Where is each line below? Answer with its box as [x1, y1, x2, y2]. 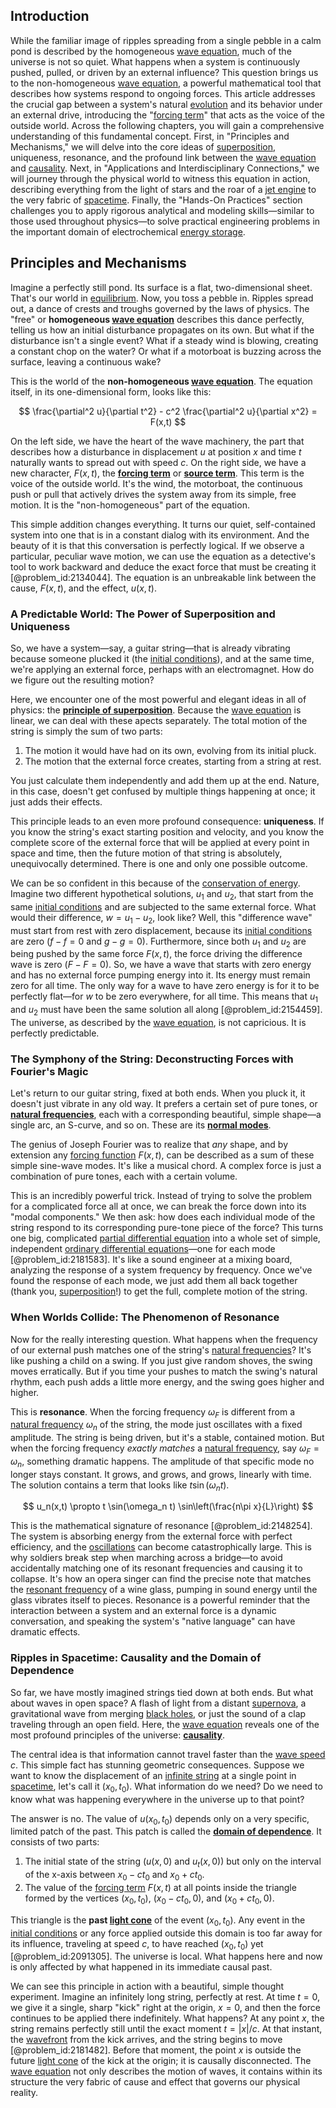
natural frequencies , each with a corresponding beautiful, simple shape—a [10, 1109, 322, 1121]
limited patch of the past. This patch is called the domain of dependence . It [10, 1825, 322, 1838]
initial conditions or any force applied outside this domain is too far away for [10, 1927, 323, 1939]
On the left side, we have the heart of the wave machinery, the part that [10, 435, 305, 447]
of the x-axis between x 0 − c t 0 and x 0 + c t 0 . [24, 1869, 205, 1883]
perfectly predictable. [10, 1027, 100, 1039]
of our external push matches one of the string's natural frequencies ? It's [10, 1344, 312, 1356]
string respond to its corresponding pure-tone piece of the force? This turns [10, 1222, 324, 1234]
